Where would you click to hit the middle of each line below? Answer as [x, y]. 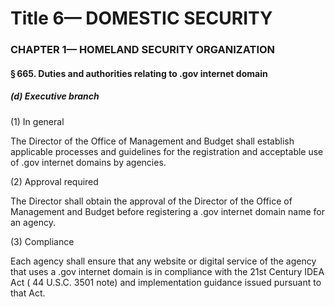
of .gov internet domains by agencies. [88, 162]
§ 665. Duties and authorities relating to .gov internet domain [139, 73]
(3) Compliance [42, 241]
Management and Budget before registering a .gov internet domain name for [168, 211]
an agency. [33, 222]
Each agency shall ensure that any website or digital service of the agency [163, 261]
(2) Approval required [54, 181]
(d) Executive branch [55, 96]
